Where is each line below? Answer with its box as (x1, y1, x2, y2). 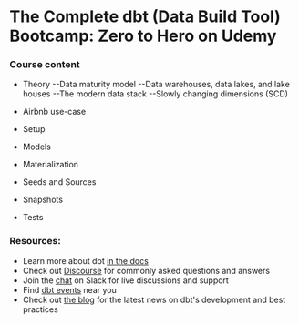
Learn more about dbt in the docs (22, 255, 149, 266)
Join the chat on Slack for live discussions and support (22, 275, 230, 286)
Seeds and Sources (22, 177, 97, 187)
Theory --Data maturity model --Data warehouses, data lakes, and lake (22, 79, 290, 90)
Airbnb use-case (22, 106, 87, 117)
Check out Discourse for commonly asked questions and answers (22, 265, 271, 276)
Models (22, 141, 52, 152)
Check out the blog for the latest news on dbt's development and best (22, 294, 286, 305)
